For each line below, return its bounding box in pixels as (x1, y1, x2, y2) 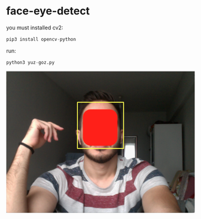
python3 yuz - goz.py (6, 59, 55, 65)
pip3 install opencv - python (6, 36, 77, 42)
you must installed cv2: (6, 24, 63, 31)
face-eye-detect (6, 4, 90, 18)
